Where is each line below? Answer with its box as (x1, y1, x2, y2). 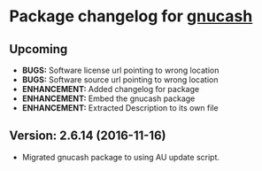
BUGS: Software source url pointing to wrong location (21, 74, 219, 85)
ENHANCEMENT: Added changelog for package (21, 84, 200, 94)
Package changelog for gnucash (9, 6, 253, 27)
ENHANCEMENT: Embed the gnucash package (21, 93, 196, 104)
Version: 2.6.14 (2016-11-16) (9, 128, 166, 144)
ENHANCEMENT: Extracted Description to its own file (21, 103, 219, 113)
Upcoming (9, 42, 68, 57)
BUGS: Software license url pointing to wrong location (21, 65, 220, 75)
